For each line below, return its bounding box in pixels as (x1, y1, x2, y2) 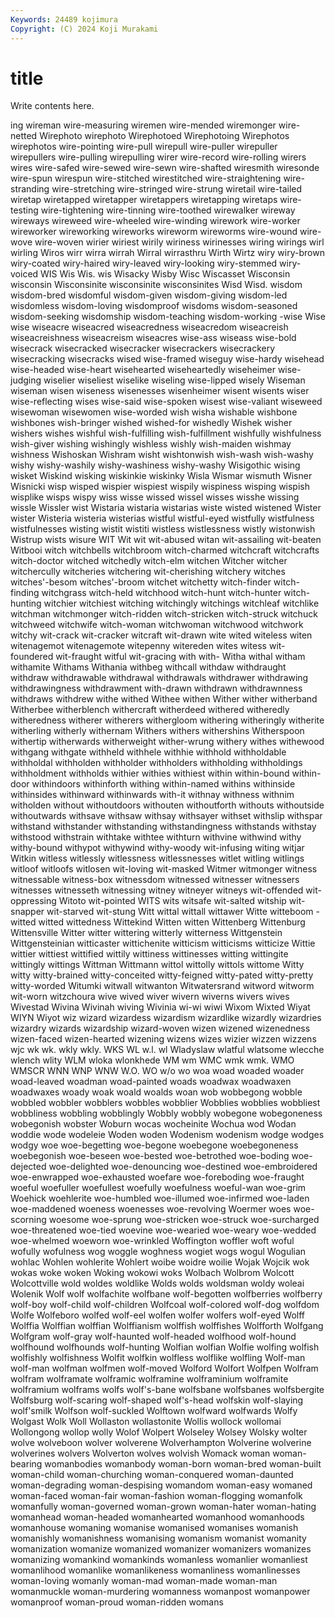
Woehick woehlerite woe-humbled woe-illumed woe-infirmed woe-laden (10, 1192, 310, 1205)
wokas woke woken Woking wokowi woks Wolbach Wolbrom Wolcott (10, 1267, 295, 1279)
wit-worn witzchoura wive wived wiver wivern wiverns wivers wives (10, 991, 290, 1003)
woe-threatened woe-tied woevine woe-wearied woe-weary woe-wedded (10, 1224, 317, 1236)
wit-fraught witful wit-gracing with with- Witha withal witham (55, 651, 306, 663)
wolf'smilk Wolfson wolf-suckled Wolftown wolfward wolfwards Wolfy (10, 1405, 298, 1417)
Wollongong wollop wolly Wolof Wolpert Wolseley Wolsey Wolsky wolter (10, 1426, 308, 1438)
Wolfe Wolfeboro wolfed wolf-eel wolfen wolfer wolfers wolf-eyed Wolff (10, 1309, 306, 1321)
